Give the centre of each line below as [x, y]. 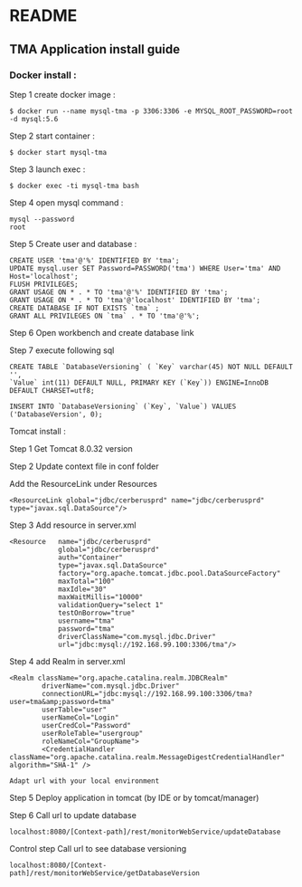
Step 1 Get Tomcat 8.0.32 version [71, 448]
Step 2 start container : [52, 136]
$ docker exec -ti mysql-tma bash [75, 186]
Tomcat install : [38, 431]
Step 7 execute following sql [62, 350]
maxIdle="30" [82, 589]
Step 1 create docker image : [62, 94]
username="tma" [86, 621]
